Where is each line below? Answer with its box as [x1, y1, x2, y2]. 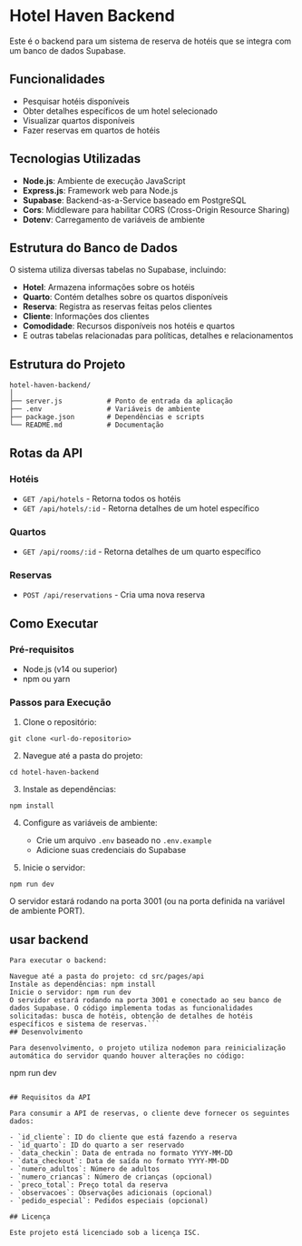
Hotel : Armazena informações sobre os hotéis [22, 282, 195, 293]
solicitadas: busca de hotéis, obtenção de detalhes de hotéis [9, 1011, 254, 1021]
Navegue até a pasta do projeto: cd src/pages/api [9, 972, 205, 981]
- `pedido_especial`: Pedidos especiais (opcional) [9, 1197, 209, 1206]
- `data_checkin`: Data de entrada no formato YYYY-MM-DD [9, 1149, 233, 1158]
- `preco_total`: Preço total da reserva [9, 1181, 169, 1190]
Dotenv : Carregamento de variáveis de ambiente [22, 214, 206, 225]
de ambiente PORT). [9, 906, 85, 917]
